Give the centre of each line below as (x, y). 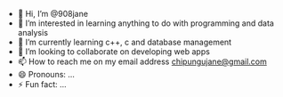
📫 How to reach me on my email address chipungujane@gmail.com (142, 61)
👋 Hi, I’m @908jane (53, 14)
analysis (33, 32)
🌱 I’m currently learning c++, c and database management (125, 42)
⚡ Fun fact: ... (42, 84)
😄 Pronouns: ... (46, 74)
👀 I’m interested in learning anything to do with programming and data (146, 23)
